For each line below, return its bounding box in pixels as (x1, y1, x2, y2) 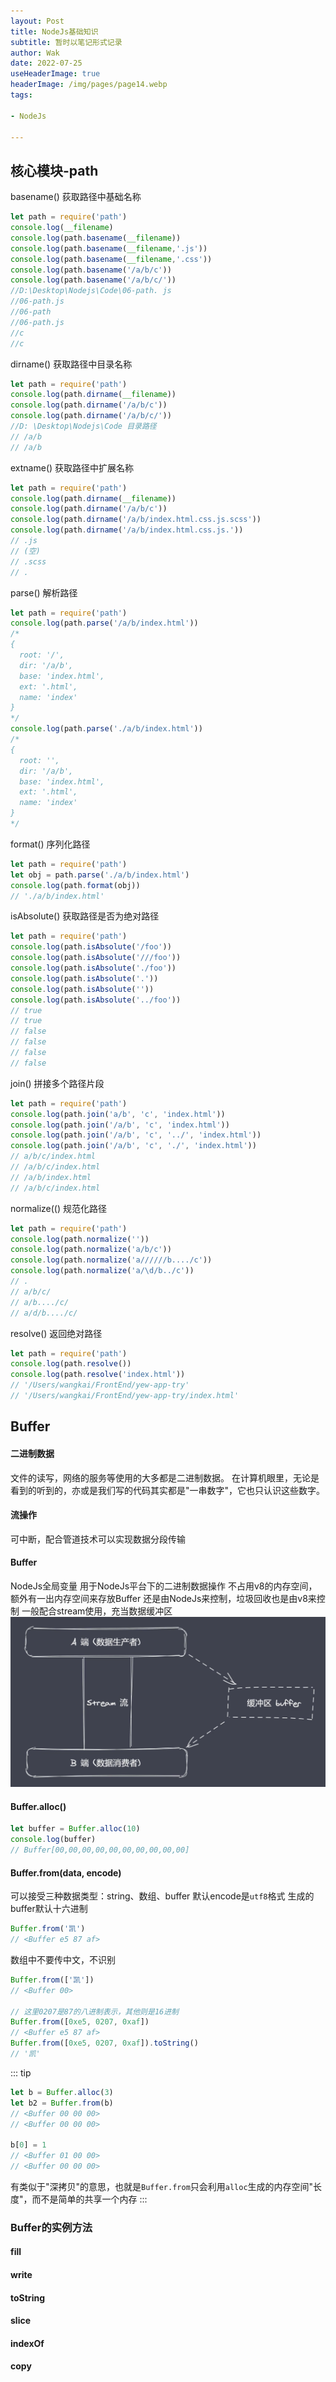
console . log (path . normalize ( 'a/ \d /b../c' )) (10, 1266, 195, 1276)
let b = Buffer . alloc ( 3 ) (10, 2087, 114, 2097)
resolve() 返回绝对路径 (10, 1327, 103, 1339)
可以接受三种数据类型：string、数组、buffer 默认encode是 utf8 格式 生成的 (10, 1890, 315, 1902)
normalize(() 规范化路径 (10, 1202, 108, 1214)
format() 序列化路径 (10, 838, 91, 850)
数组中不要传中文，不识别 (10, 1953, 116, 1965)
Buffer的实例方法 (10, 2220, 93, 2234)
